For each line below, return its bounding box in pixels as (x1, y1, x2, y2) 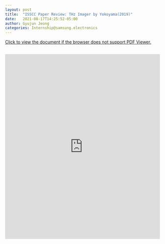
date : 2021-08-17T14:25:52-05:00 (5, 16, 78, 21)
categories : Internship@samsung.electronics (5, 26, 98, 31)
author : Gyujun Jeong (5, 21, 50, 26)
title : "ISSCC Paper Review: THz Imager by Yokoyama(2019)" (5, 12, 133, 17)
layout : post (5, 7, 32, 12)
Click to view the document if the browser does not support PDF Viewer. (5, 39, 151, 45)
